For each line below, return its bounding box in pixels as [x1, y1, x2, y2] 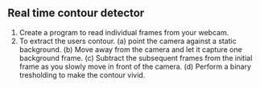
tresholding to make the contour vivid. [19, 70, 146, 79]
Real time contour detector [7, 6, 145, 20]
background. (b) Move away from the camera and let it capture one [19, 44, 242, 54]
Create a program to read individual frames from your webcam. [19, 27, 229, 37]
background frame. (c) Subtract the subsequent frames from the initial [19, 53, 253, 62]
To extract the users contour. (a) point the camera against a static [19, 36, 237, 46]
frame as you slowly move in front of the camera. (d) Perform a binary [19, 62, 251, 71]
